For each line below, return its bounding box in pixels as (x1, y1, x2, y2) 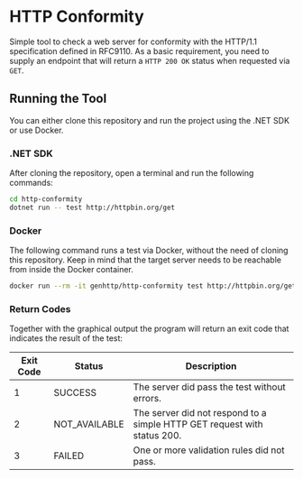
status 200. (133, 429, 182, 442)
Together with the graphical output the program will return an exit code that (9, 323, 289, 335)
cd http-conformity (9, 195, 83, 204)
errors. (133, 392, 162, 405)
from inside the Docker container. (9, 264, 133, 275)
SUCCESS (53, 386, 97, 399)
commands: (9, 178, 54, 189)
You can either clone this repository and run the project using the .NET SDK (9, 115, 290, 125)
